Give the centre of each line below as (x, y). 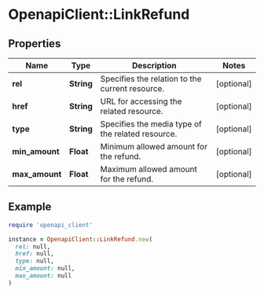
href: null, (35, 254)
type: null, (35, 261)
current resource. (132, 88)
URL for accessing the (141, 101)
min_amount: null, (46, 269)
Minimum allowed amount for (154, 147)
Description (154, 66)
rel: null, (33, 246)
